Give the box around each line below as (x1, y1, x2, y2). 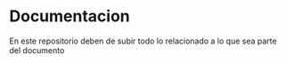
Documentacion (9, 6, 131, 27)
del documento (9, 44, 65, 55)
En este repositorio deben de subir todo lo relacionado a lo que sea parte (9, 35, 278, 46)
